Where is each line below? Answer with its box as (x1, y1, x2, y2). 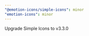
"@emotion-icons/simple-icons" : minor (4, 7, 84, 12)
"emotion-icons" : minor (4, 12, 54, 17)
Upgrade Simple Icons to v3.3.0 (4, 25, 69, 31)
